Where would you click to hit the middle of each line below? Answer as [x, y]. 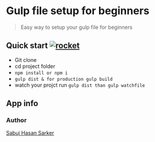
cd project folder [35, 66]
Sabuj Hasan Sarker [30, 133]
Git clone [26, 60]
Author [17, 120]
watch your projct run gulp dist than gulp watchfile [80, 85]
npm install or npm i [41, 73]
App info [22, 103]
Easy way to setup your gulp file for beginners [76, 27]
